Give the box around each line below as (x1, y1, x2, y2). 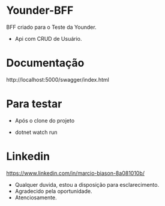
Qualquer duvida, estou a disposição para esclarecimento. (14, 181, 160, 188)
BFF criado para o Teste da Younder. (6, 23, 97, 31)
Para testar (6, 97, 62, 111)
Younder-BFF (6, 4, 74, 17)
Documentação (6, 56, 85, 70)
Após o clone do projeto (14, 117, 75, 124)
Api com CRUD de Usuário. (14, 35, 82, 42)
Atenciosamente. (14, 193, 57, 201)
